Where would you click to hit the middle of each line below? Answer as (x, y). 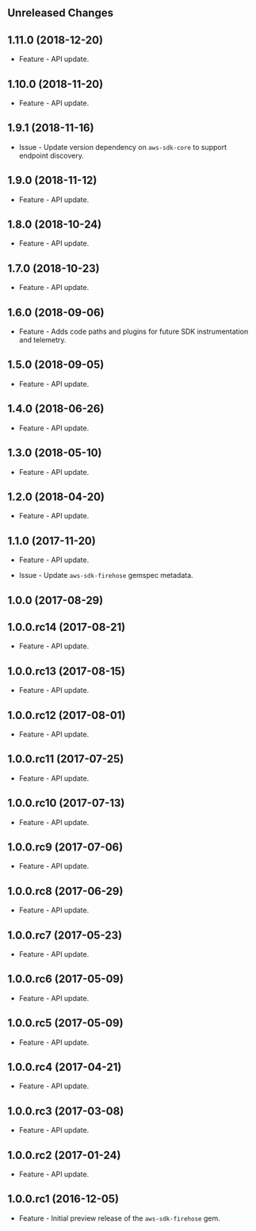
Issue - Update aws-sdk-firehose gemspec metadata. (106, 575)
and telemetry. (42, 340)
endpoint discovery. (51, 155)
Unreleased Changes (61, 13)
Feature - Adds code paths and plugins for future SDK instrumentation (134, 331)
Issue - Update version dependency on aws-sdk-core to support (123, 147)
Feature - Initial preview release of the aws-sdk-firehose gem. (119, 1218)
